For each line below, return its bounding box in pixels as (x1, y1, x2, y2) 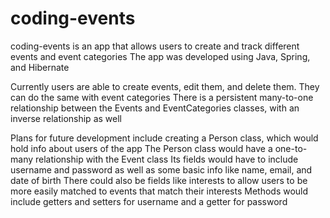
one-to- (274, 142, 308, 154)
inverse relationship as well (10, 112, 122, 124)
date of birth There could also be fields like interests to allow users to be (10, 174, 308, 186)
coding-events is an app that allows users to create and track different (10, 40, 300, 52)
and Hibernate (10, 61, 70, 73)
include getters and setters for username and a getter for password (10, 195, 288, 207)
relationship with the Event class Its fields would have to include (34, 153, 299, 165)
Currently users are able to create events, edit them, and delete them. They (10, 80, 320, 92)
